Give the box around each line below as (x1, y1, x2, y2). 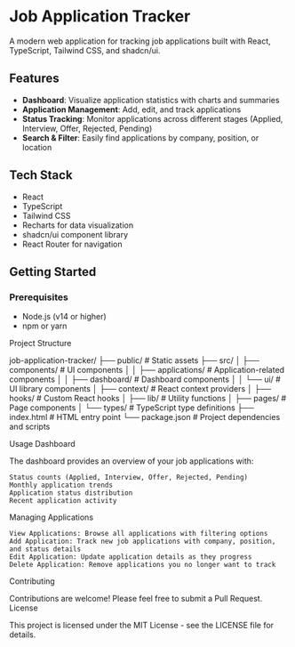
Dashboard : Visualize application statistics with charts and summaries (21, 94, 280, 105)
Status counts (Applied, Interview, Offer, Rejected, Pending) (9, 473, 249, 482)
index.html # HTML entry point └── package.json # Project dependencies (9, 412, 281, 423)
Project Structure (9, 338, 72, 349)
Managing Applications (9, 512, 94, 522)
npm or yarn (21, 320, 68, 331)
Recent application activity (9, 497, 117, 505)
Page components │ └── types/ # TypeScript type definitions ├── (9, 402, 255, 413)
